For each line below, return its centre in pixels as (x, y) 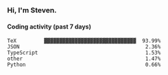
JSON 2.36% (84, 47)
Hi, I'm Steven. (32, 10)
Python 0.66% (84, 65)
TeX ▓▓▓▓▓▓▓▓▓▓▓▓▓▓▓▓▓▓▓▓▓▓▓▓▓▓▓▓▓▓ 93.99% (84, 41)
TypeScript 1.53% (84, 53)
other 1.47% (84, 59)
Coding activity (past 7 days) (49, 27)
